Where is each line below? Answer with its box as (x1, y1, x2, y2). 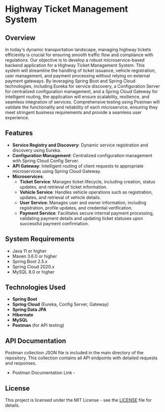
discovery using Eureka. (12, 147, 62, 153)
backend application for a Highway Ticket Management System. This (5, 63, 145, 68)
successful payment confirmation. (19, 220, 89, 226)
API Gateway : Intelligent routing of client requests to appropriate (12, 163, 144, 169)
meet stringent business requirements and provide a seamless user (5, 109, 142, 115)
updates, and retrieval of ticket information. (19, 184, 107, 190)
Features (5, 129, 33, 137)
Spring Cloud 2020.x (12, 264, 55, 270)
